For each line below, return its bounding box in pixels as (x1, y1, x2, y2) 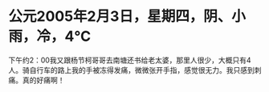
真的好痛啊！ (22, 75, 65, 85)
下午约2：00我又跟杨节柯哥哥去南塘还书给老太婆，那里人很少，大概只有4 (8, 55, 251, 65)
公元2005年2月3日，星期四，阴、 (8, 7, 232, 26)
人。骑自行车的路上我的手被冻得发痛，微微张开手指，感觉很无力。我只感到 (8, 65, 255, 74)
